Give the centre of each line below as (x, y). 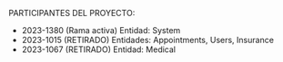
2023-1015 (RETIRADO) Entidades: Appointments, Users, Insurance (148, 40)
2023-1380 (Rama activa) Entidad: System (101, 30)
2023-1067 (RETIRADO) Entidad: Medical (99, 49)
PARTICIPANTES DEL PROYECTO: (72, 13)
